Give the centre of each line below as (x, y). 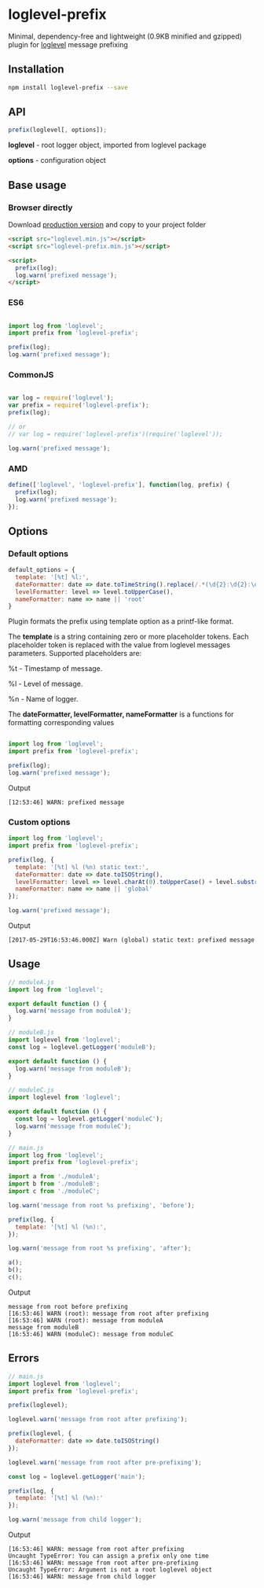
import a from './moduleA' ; (54, 1177)
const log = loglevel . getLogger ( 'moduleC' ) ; (89, 1119)
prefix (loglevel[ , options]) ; (58, 130)
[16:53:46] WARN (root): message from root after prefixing (109, 1314)
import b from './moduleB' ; (54, 1184)
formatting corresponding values (61, 723)
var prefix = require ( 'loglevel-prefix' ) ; (79, 405)
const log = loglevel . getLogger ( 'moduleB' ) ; (82, 1047)
